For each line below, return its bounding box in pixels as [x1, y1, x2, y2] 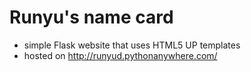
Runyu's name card [9, 6, 174, 29]
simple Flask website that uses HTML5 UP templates [23, 39, 241, 51]
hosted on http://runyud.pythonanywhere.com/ [23, 49, 218, 61]
